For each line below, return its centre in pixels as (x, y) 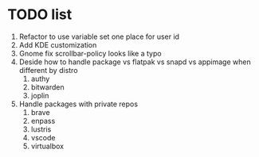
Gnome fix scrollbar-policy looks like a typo (90, 53)
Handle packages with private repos (78, 104)
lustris (41, 129)
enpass (43, 121)
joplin (40, 95)
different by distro (48, 70)
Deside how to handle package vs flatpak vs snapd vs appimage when (135, 62)
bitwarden (47, 87)
